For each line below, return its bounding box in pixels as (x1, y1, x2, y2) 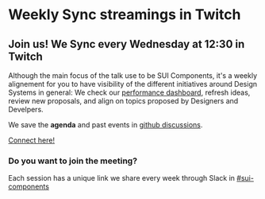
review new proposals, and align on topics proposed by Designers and (8, 96, 239, 105)
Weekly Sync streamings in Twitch (8, 6, 241, 24)
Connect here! (8, 135, 56, 145)
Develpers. (8, 105, 44, 114)
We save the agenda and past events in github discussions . (8, 120, 203, 129)
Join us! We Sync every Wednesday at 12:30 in (8, 37, 245, 51)
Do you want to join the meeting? (8, 155, 137, 166)
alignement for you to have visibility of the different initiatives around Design (8, 80, 258, 88)
